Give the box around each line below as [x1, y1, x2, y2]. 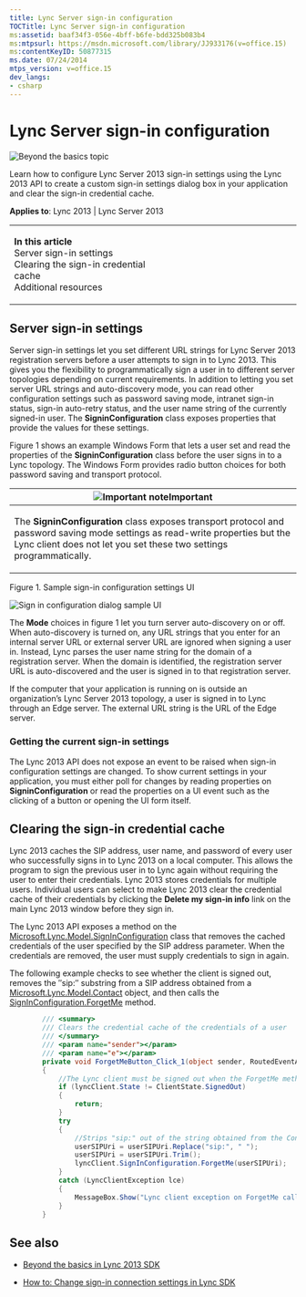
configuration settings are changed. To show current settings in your [9, 765, 267, 776]
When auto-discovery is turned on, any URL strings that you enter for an [9, 627, 280, 638]
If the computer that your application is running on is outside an [9, 683, 248, 694]
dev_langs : [9, 73, 51, 82]
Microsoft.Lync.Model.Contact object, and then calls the [9, 987, 220, 999]
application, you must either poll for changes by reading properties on [9, 775, 271, 786]
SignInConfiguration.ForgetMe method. [9, 997, 157, 1008]
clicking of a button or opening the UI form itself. [9, 794, 191, 805]
